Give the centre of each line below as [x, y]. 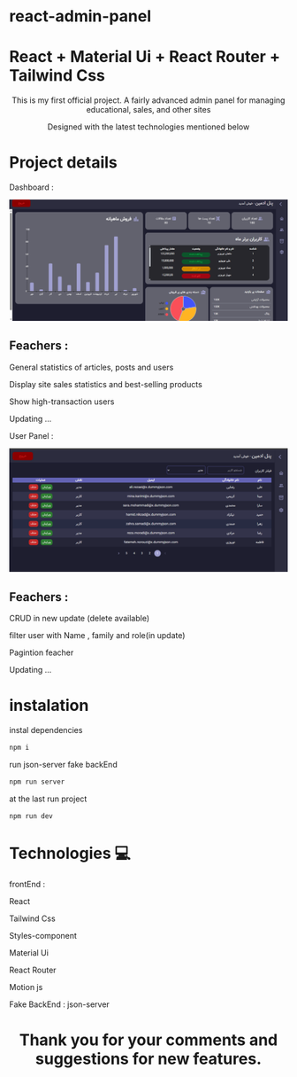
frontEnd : [27, 884]
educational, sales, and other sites [148, 110]
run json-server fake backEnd [63, 764]
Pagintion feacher [42, 652]
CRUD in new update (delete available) [80, 619]
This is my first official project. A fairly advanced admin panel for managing [148, 100]
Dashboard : [32, 187]
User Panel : [31, 435]
